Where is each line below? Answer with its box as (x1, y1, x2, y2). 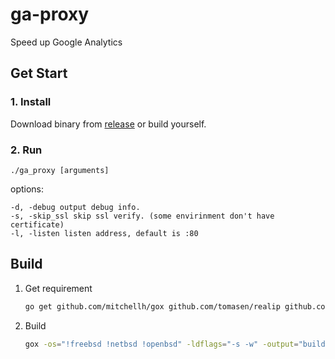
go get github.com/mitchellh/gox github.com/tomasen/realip (24, 301, 281, 312)
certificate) (10, 219, 65, 230)
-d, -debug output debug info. (10, 202, 141, 212)
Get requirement (24, 282, 93, 294)
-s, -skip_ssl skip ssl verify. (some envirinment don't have (10, 211, 275, 221)
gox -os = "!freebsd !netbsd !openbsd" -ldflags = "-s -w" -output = (24, 339, 299, 349)
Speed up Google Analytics (10, 36, 123, 48)
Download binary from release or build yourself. (10, 118, 207, 130)
